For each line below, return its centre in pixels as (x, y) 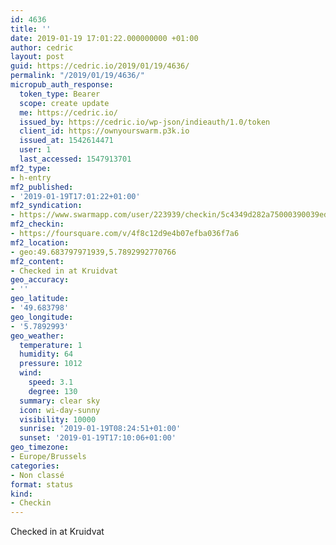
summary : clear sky (60, 401)
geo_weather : (37, 336)
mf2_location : (40, 242)
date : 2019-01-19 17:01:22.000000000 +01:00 (104, 38)
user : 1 (35, 150)
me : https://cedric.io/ (68, 112)
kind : (21, 494)
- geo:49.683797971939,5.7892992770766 (93, 252)
